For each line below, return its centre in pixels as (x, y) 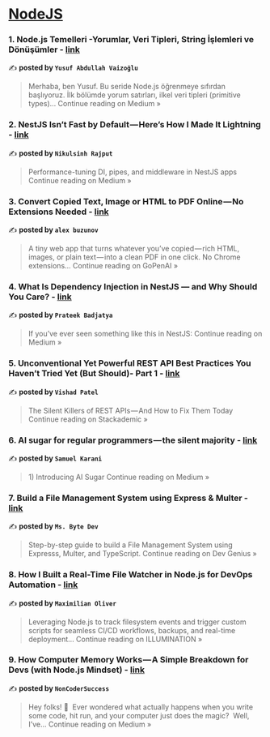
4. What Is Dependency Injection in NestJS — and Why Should (133, 287)
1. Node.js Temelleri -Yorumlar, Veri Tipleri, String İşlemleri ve (131, 40)
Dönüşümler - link (44, 49)
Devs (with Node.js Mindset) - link (77, 670)
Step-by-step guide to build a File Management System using (130, 545)
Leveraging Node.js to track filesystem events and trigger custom (137, 622)
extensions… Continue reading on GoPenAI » (103, 266)
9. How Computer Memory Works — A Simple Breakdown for (129, 660)
